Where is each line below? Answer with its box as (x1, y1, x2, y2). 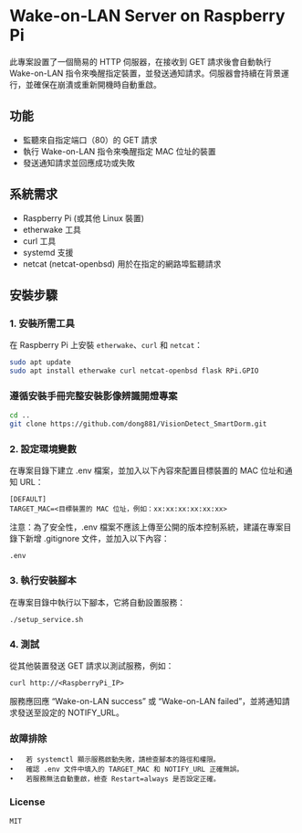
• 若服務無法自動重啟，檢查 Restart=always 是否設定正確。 (9, 775, 221, 784)
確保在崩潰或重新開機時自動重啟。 (33, 79, 161, 90)
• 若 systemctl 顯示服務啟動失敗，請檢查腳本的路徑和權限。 (9, 755, 221, 764)
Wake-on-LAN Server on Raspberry (9, 5, 286, 26)
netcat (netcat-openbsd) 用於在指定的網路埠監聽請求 (22, 258, 222, 269)
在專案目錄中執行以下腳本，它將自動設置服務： (9, 596, 185, 607)
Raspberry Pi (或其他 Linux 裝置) (22, 212, 144, 224)
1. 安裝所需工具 (9, 317, 76, 330)
